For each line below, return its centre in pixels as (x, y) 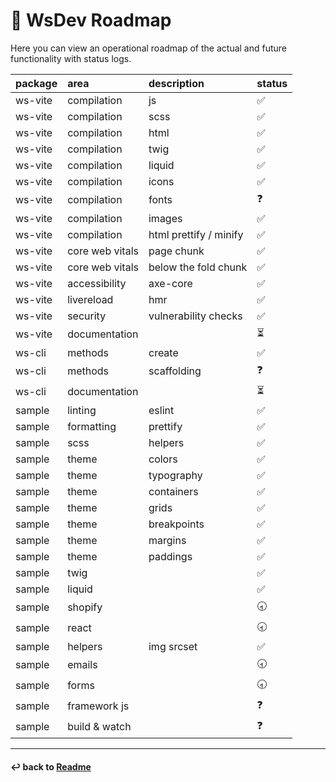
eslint (161, 410)
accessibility (97, 283)
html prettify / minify (196, 234)
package (36, 83)
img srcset (173, 646)
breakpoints (176, 524)
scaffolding (175, 371)
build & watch (99, 727)
